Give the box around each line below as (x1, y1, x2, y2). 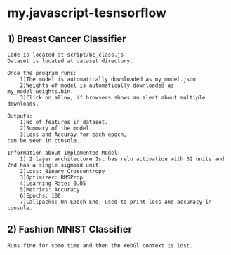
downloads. (7, 100, 39, 107)
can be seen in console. (7, 137, 80, 144)
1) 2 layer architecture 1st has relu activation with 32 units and (20, 156, 225, 163)
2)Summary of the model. (20, 125, 93, 132)
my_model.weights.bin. (7, 88, 74, 95)
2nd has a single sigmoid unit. (7, 162, 102, 169)
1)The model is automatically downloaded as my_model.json (20, 76, 197, 83)
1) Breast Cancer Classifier (7, 33, 126, 45)
